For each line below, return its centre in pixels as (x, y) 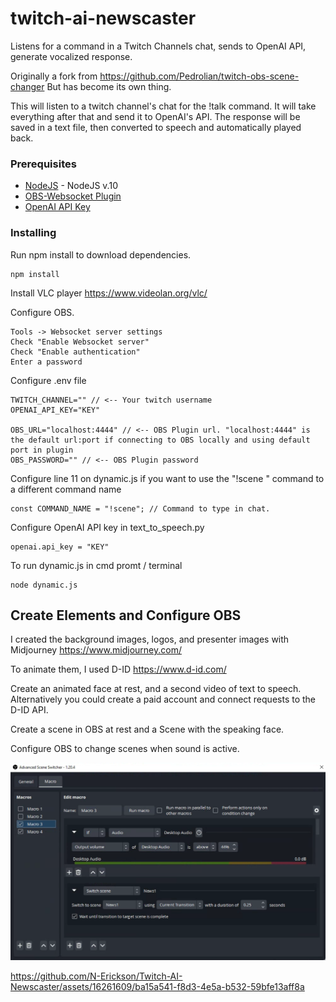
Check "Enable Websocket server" (80, 342)
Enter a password (46, 362)
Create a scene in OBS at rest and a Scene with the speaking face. (147, 729)
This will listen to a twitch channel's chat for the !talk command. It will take (163, 106)
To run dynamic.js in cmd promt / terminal (96, 565)
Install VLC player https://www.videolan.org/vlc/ (109, 293)
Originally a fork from (54, 76)
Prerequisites (43, 164)
